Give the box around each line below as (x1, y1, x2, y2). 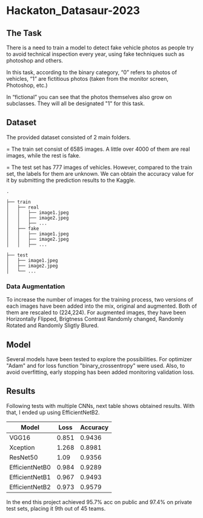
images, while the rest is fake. (6, 151, 81, 159)
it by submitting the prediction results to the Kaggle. (6, 176, 136, 184)
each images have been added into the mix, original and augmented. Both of (6, 302, 197, 310)
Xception (9, 443, 35, 452)
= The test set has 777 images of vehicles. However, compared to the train (6, 164, 193, 171)
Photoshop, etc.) (6, 81, 48, 89)
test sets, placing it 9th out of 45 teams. (6, 505, 106, 512)
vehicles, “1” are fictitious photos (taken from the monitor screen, (6, 75, 168, 82)
